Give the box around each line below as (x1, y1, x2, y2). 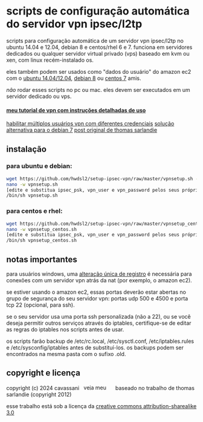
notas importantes (6, 254, 77, 264)
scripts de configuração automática (6, 4, 190, 18)
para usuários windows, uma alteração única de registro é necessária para (6, 270, 192, 278)
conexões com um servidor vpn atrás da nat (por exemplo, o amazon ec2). (6, 276, 192, 284)
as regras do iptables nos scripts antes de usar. (6, 325, 124, 333)
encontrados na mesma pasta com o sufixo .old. (6, 350, 126, 357)
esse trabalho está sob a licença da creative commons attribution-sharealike (6, 402, 197, 409)
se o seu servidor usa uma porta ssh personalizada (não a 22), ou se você (6, 313, 192, 320)
